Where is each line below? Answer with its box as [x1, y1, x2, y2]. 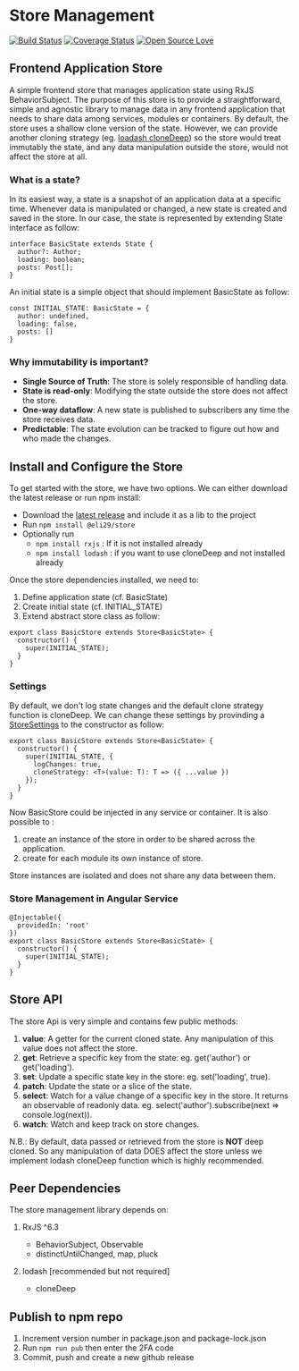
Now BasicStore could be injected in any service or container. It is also [9, 807, 269, 818]
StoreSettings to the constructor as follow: [9, 719, 165, 730]
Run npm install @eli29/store [21, 520, 136, 530]
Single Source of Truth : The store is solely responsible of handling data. [21, 377, 288, 387]
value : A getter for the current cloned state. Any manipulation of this [21, 1033, 274, 1044]
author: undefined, [17, 312, 90, 321]
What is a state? [9, 173, 80, 186]
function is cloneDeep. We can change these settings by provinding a [9, 710, 265, 721]
